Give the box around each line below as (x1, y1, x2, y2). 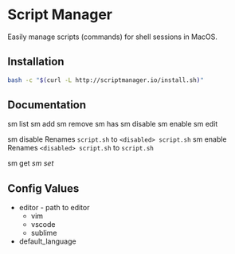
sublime (30, 229, 57, 238)
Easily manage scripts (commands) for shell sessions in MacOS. (7, 32, 218, 41)
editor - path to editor (18, 203, 90, 213)
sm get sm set (7, 158, 54, 168)
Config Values (7, 182, 80, 195)
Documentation (7, 98, 87, 112)
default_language (18, 236, 76, 246)
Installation (7, 55, 65, 68)
